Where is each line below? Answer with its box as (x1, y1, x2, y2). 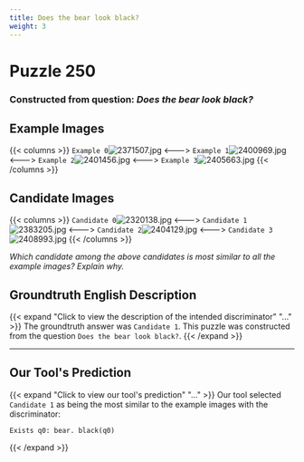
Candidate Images (9, 190, 115, 206)
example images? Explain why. (9, 261, 125, 272)
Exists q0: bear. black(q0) (9, 426, 116, 435)
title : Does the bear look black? (9, 13, 140, 23)
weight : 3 (9, 22, 47, 31)
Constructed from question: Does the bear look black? (9, 92, 254, 105)
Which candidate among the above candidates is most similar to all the (9, 251, 276, 263)
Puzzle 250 (9, 61, 97, 82)
